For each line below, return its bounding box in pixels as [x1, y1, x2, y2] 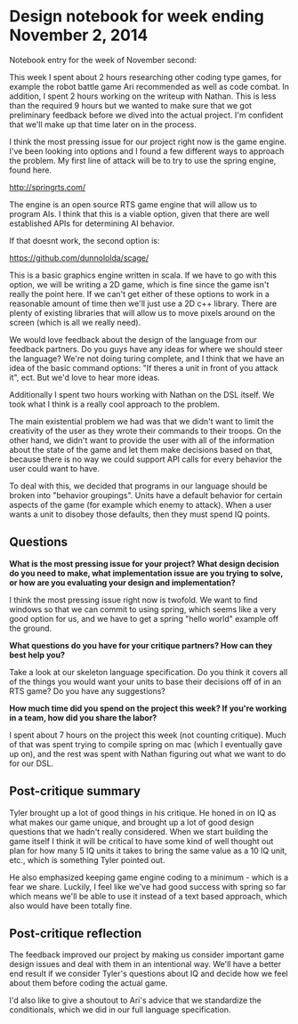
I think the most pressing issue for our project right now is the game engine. [9, 136, 287, 147]
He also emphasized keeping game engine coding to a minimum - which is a [9, 872, 289, 883]
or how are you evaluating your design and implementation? [9, 577, 236, 588]
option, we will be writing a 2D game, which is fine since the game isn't [9, 278, 270, 290]
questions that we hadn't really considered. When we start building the [9, 826, 269, 837]
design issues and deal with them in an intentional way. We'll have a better [9, 959, 282, 970]
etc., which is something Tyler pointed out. [9, 854, 165, 865]
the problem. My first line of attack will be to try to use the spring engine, [9, 155, 277, 165]
